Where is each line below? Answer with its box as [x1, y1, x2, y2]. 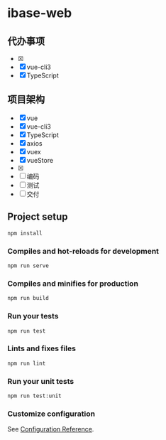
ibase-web [7, 5, 72, 21]
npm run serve [7, 262, 50, 269]
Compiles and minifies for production [7, 279, 138, 289]
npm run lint [7, 360, 46, 367]
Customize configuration [7, 409, 96, 419]
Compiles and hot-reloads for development [7, 246, 160, 256]
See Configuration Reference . [7, 425, 94, 434]
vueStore [26, 156, 54, 164]
